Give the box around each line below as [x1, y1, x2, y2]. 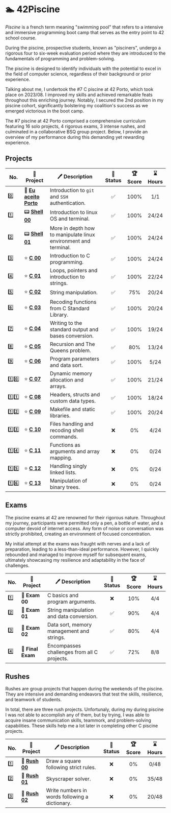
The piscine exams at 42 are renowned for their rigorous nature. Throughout [5, 514, 165, 520]
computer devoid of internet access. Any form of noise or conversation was [5, 525, 164, 531]
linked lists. [50, 469, 77, 476]
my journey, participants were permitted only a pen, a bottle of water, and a [5, 520, 163, 526]
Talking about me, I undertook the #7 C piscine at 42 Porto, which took [5, 86, 154, 92]
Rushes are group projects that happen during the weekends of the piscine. [5, 686, 164, 692]
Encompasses [47, 642, 81, 649]
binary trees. [50, 483, 80, 490]
